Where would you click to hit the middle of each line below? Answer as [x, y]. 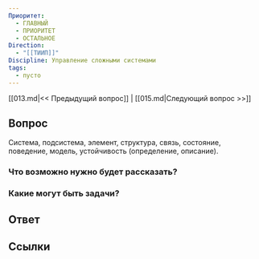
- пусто [29, 75]
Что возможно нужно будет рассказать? [93, 172]
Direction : [27, 46]
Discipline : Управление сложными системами [82, 61]
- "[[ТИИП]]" [37, 53]
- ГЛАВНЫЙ [32, 23]
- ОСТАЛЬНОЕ [36, 38]
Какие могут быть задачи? [64, 193]
